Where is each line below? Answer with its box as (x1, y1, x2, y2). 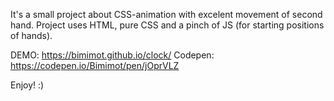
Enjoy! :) (10, 79, 45, 91)
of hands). (10, 30, 53, 41)
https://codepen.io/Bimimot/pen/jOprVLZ (10, 60, 180, 71)
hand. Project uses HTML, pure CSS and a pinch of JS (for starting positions (10, 19, 325, 31)
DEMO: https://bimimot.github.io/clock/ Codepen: (10, 49, 215, 61)
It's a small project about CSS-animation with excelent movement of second (10, 9, 323, 20)
